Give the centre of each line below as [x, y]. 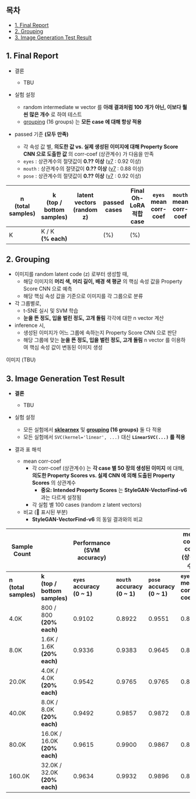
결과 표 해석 [28, 449]
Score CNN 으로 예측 [48, 289]
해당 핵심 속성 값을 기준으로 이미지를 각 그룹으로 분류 [83, 296]
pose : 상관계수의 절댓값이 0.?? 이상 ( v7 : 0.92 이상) [82, 176]
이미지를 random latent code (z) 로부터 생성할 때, [71, 274]
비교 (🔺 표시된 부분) [45, 512]
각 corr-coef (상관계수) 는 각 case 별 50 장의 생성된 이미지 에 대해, [108, 468]
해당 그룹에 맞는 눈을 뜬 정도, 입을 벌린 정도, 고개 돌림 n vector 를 [97, 340]
